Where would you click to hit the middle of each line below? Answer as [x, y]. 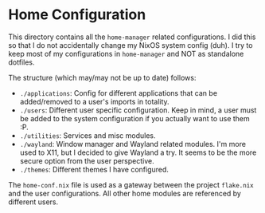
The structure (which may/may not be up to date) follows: [102, 77]
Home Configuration [77, 15]
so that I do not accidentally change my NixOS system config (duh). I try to [131, 45]
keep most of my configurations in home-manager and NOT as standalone [126, 53]
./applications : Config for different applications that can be [118, 93]
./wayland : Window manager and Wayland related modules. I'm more [133, 144]
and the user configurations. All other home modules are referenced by [125, 193]
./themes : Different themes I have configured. [94, 169]
